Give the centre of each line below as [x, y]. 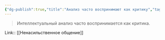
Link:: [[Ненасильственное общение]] [44, 32]
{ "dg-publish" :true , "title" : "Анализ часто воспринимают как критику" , [79, 9]
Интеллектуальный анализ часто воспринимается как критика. [83, 23]
